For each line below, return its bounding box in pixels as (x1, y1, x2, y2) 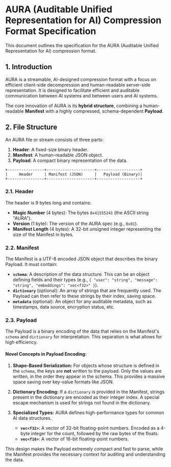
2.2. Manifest (5, 244, 39, 251)
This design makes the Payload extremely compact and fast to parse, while (5, 445, 163, 452)
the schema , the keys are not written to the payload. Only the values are (12, 368, 162, 374)
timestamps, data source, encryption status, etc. (12, 304, 115, 310)
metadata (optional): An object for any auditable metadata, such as (12, 298, 152, 304)
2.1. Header (5, 188, 34, 195)
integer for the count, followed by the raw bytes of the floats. (31, 430, 159, 436)
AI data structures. (12, 415, 52, 421)
